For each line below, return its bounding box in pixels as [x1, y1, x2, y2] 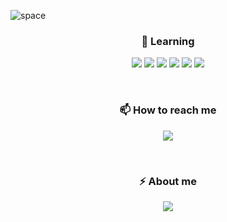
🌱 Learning [141, 34, 195, 48]
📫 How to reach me [119, 103, 217, 117]
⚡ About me [139, 174, 197, 188]
